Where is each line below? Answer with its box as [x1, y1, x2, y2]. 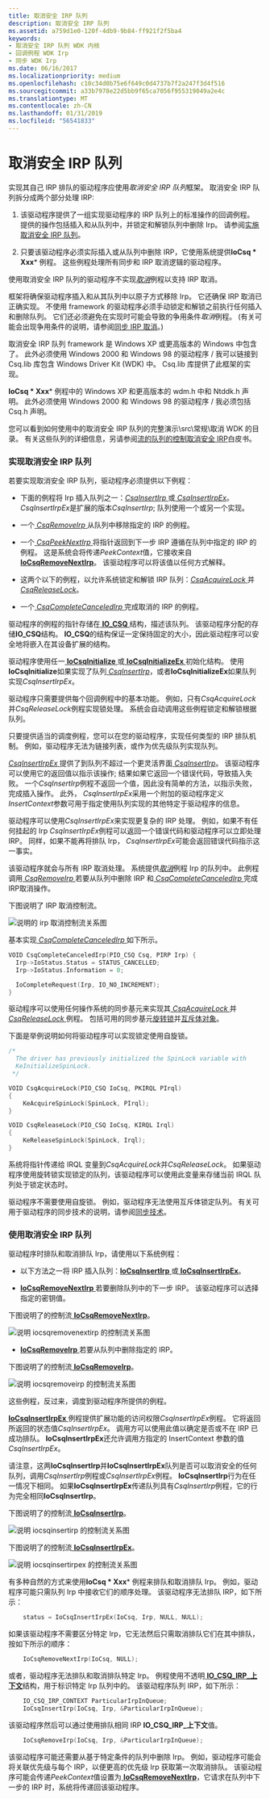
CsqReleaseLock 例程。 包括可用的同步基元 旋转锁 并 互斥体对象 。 [8, 1014, 224, 1024]
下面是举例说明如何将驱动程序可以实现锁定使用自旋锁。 [8, 1031, 192, 1041]
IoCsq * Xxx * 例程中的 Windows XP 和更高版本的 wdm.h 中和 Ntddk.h [8, 386, 240, 396]
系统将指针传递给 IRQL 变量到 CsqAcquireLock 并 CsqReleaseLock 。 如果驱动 [8, 1159, 261, 1169]
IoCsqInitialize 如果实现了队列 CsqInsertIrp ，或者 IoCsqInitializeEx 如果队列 [8, 667, 256, 677]
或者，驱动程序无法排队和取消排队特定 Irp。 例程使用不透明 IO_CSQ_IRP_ [8, 1671, 251, 1680]
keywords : [8, 34, 42, 43]
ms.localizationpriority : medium [8, 72, 121, 80]
